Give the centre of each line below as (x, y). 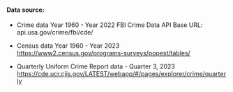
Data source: (25, 10)
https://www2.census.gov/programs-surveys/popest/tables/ (104, 53)
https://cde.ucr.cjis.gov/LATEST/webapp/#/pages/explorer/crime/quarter (121, 74)
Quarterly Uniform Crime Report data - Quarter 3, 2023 (96, 66)
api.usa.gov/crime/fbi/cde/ (55, 33)
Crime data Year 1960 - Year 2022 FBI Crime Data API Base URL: (110, 25)
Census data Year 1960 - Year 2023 (68, 46)
